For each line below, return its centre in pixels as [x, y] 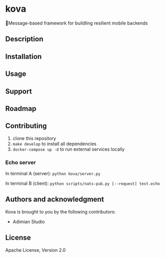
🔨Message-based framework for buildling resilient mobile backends [77, 23]
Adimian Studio [29, 221]
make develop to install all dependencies [54, 144]
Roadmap [21, 109]
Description [24, 39]
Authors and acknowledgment [55, 200]
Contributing [26, 126]
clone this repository [34, 138]
